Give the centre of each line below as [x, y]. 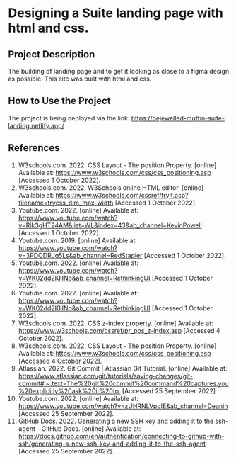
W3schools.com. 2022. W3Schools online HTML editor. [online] [111, 187]
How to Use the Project [60, 101]
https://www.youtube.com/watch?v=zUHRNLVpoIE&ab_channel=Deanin [123, 406]
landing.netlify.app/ [36, 125]
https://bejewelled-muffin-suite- [178, 118]
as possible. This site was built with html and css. [80, 79]
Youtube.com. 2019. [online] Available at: [77, 240]
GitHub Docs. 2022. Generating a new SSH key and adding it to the [116, 421]
